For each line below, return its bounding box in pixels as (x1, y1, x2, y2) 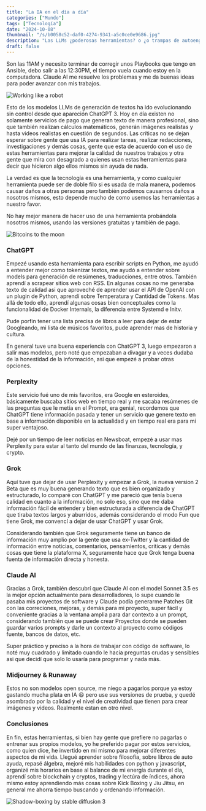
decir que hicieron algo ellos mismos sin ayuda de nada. (6, 162, 148, 170)
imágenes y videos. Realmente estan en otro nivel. (6, 704, 134, 711)
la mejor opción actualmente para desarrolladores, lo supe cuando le (6, 591, 180, 599)
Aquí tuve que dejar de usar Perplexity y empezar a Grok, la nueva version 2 (6, 478, 199, 485)
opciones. (6, 362, 32, 369)
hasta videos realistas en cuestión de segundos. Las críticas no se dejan (6, 130, 189, 137)
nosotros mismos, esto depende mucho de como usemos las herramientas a (6, 194, 200, 201)
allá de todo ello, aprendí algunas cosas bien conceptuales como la (6, 299, 177, 307)
